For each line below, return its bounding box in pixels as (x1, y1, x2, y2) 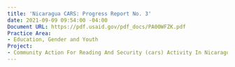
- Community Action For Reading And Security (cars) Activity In (7, 50, 201, 57)
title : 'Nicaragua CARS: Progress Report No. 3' (7, 10, 152, 17)
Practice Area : (7, 29, 52, 37)
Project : (7, 43, 33, 50)
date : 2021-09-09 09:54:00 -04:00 (7, 17, 108, 24)
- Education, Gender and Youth (7, 36, 99, 43)
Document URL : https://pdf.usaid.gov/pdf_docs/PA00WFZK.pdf (7, 23, 187, 30)
